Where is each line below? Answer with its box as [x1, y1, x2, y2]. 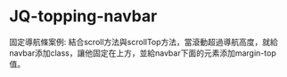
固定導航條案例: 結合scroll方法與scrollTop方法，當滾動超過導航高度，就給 [9, 36, 279, 47]
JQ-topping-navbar [9, 6, 158, 27]
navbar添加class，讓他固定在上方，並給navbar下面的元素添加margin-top [9, 47, 276, 58]
